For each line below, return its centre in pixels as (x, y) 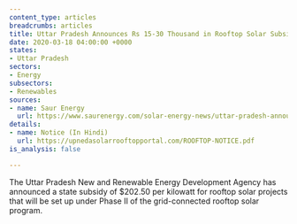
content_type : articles (53, 17)
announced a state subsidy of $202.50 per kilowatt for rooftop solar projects (148, 191)
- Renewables (33, 91)
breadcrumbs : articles (51, 26)
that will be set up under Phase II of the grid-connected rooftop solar (134, 201)
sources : (25, 100)
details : (25, 125)
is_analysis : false (45, 149)
